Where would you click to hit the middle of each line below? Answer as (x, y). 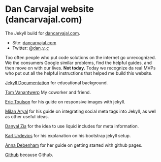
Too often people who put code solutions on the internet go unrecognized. (80, 57)
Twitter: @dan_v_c (31, 48)
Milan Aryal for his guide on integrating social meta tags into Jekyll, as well (81, 111)
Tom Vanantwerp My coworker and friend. (48, 92)
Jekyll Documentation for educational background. (57, 83)
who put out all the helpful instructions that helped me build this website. (79, 73)
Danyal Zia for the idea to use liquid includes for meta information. (72, 126)
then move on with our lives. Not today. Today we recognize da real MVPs (80, 68)
